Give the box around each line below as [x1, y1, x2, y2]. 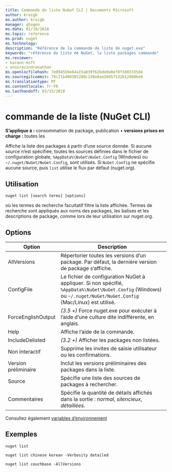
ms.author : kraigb [5, 17, 45, 22]
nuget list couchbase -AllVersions [5, 461, 81, 467]
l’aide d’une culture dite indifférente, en [60, 313, 155, 321]
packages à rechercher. [60, 381, 118, 388]
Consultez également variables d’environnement [5, 415, 107, 421]
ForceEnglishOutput [8, 313, 56, 321]
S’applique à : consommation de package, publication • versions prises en [5, 128, 164, 134]
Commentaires [8, 396, 44, 403]
